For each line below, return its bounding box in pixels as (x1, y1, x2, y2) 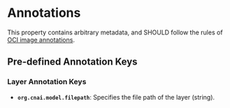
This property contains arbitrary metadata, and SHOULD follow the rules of (7, 28, 223, 36)
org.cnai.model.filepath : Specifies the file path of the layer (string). (17, 93, 215, 101)
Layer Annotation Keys (7, 77, 87, 87)
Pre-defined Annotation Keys (7, 56, 138, 68)
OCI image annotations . (7, 35, 76, 43)
